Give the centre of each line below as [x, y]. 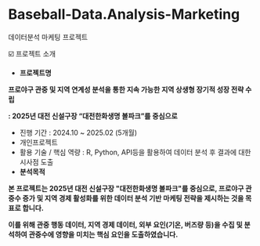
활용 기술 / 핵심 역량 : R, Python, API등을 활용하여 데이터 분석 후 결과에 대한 [135, 152]
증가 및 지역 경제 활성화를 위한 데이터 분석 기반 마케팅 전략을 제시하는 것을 [133, 198]
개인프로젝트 [39, 142]
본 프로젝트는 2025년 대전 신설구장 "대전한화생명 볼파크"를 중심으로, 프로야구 [126, 188]
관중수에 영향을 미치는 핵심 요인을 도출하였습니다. [103, 234]
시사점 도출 [36, 161]
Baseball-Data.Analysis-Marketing [124, 14]
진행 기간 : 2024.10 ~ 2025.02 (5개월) [78, 132]
